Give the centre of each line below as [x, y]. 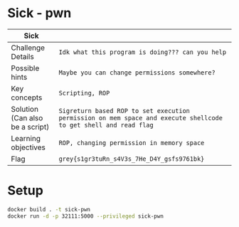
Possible [25, 68]
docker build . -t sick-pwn [49, 209]
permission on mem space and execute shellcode [140, 118]
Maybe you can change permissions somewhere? [137, 72]
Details [22, 56]
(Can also [27, 117]
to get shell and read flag [106, 125]
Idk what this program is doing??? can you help [142, 52]
